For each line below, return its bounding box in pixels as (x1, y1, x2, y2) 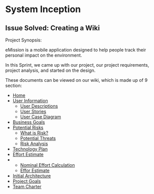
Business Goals (12, 119, 45, 125)
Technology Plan (12, 146, 48, 152)
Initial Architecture (12, 173, 51, 179)
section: (5, 82, 22, 88)
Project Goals (12, 178, 41, 184)
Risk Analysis (20, 140, 48, 147)
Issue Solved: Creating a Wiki (5, 24, 100, 32)
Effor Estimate (20, 168, 50, 173)
